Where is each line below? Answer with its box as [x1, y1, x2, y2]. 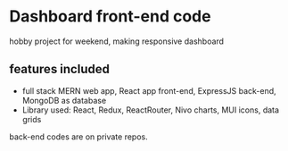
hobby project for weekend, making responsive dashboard [9, 36, 225, 46]
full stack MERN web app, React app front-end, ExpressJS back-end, [21, 85, 276, 96]
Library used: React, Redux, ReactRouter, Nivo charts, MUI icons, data [21, 105, 279, 115]
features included [9, 62, 110, 77]
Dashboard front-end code [9, 6, 211, 27]
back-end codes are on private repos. [9, 131, 149, 142]
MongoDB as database [21, 95, 107, 105]
